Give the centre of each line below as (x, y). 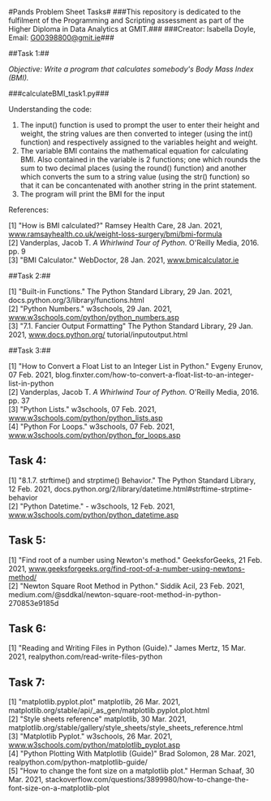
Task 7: (27, 682)
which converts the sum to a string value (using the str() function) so (135, 177)
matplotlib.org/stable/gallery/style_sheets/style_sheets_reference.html (126, 728)
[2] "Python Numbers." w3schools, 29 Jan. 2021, (90, 309)
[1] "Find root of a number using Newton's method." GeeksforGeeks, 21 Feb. (135, 560)
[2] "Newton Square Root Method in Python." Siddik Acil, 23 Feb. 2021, (127, 586)
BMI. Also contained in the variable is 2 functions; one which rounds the (140, 159)
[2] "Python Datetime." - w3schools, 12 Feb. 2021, (92, 506)
